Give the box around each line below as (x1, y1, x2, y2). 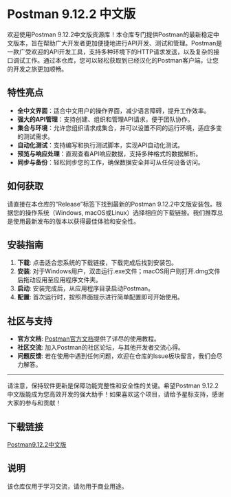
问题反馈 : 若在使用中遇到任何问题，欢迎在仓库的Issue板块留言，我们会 (16, 352, 217, 360)
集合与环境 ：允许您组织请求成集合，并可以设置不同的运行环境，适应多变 (16, 123, 222, 131)
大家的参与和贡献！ (7, 399, 62, 407)
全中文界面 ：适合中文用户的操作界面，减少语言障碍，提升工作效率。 (16, 106, 210, 114)
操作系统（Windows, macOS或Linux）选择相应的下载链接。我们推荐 (25, 208, 218, 217)
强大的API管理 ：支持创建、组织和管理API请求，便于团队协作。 (16, 115, 194, 123)
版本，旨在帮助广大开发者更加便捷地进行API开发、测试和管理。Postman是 (12, 39, 222, 47)
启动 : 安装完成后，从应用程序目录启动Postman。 (16, 284, 155, 293)
